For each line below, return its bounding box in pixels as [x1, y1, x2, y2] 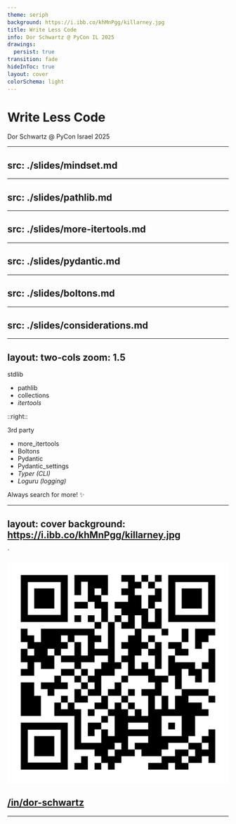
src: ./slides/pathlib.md [7, 191, 112, 203]
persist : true [13, 49, 55, 56]
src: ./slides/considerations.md [7, 319, 149, 331]
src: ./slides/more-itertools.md [7, 224, 146, 236]
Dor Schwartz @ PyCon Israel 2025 [7, 132, 110, 141]
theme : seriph [7, 11, 49, 18]
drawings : [7, 41, 37, 49]
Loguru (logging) [17, 477, 67, 485]
